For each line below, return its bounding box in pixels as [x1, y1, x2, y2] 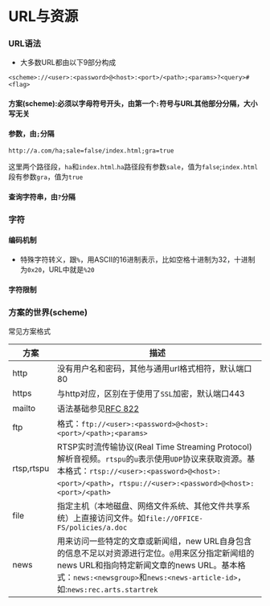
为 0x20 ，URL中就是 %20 [19, 265, 95, 274]
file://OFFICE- [145, 514, 203, 523]
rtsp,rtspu [12, 462, 50, 474]
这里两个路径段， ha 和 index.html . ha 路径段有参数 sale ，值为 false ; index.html [8, 162, 259, 172]
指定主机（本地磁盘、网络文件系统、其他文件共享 [56, 500, 243, 511]
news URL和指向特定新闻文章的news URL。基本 [56, 559, 239, 571]
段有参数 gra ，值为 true [8, 172, 84, 181]
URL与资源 [8, 7, 79, 26]
